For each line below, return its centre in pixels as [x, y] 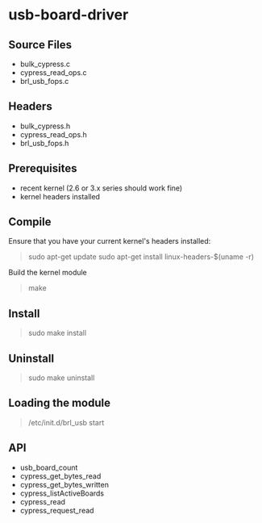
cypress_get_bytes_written [64, 484]
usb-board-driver [69, 15]
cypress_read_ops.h [53, 134]
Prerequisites [43, 168]
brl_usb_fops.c [44, 81]
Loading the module [60, 403]
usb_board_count [49, 467]
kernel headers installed [60, 196]
